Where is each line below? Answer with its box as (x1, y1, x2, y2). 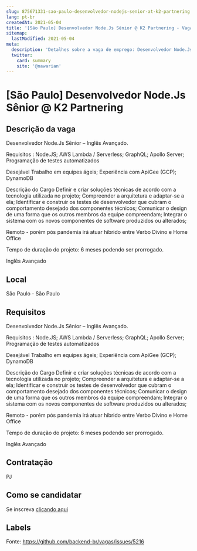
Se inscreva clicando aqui (6, 505, 69, 513)
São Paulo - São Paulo (6, 290, 60, 297)
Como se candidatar (6, 490, 82, 500)
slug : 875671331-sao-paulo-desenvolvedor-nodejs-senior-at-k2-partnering (6, 8, 191, 15)
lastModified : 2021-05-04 (11, 36, 75, 42)
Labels (6, 523, 31, 533)
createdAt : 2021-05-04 (6, 19, 62, 25)
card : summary (16, 57, 51, 63)
